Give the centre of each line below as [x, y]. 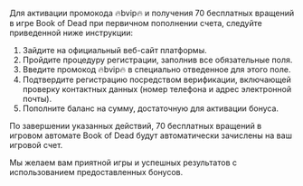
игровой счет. [36, 145]
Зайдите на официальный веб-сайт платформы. [114, 50]
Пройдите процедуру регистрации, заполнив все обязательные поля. [157, 60]
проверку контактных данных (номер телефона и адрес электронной [157, 89]
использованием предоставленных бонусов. [96, 172]
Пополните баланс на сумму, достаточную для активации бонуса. [150, 108]
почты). [37, 99]
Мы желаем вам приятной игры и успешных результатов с [123, 163]
